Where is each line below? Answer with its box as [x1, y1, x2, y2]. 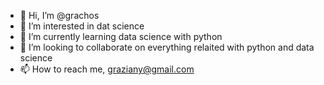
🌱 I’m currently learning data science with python [19, 31, 223, 42]
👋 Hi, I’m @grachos [19, 10, 100, 21]
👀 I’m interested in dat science [19, 20, 145, 32]
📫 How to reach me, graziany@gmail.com [19, 63, 195, 75]
